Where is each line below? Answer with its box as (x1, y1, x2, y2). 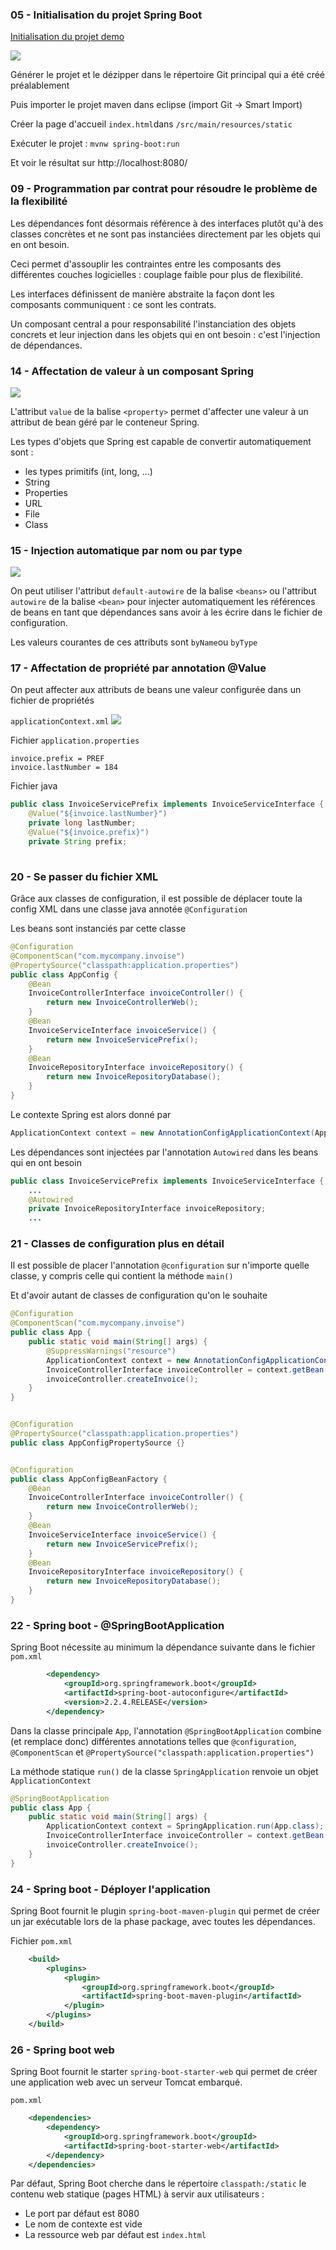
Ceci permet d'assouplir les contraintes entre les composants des (10, 258, 282, 270)
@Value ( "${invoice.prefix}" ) (28, 828, 150, 838)
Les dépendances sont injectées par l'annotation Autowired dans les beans (10, 1146, 319, 1158)
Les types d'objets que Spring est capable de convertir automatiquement (10, 435, 312, 447)
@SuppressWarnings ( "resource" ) (46, 1346, 177, 1356)
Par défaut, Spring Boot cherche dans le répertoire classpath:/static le (10, 2178, 307, 2190)
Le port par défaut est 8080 (24, 2208, 140, 2220)
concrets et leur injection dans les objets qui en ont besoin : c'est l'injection (10, 328, 321, 340)
